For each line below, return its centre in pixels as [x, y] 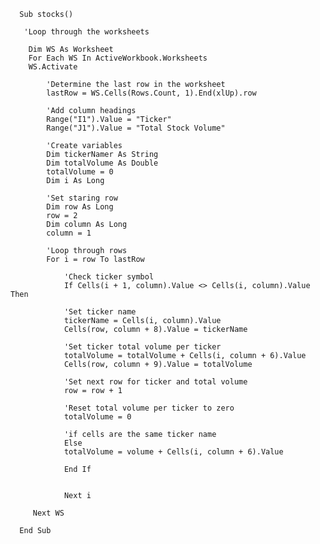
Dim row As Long [80, 207]
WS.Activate [53, 67]
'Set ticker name [100, 312]
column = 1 [69, 233]
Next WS [48, 513]
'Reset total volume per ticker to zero [149, 408]
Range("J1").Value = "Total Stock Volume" [136, 128]
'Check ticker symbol [109, 277]
